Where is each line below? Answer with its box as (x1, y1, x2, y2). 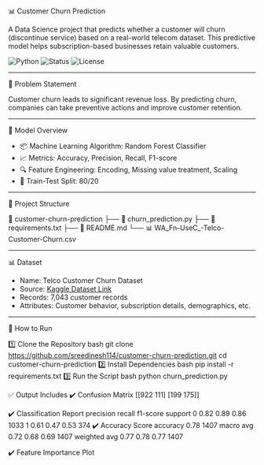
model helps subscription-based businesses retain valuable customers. (8, 42, 240, 50)
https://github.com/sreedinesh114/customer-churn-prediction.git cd (8, 351, 227, 360)
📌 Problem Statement (8, 80, 77, 88)
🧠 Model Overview (8, 125, 68, 135)
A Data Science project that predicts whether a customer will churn (8, 24, 225, 34)
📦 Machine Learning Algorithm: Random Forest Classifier (19, 141, 207, 151)
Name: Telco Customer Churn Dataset (19, 276, 143, 285)
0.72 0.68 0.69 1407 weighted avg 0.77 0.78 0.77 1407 (8, 432, 183, 441)
